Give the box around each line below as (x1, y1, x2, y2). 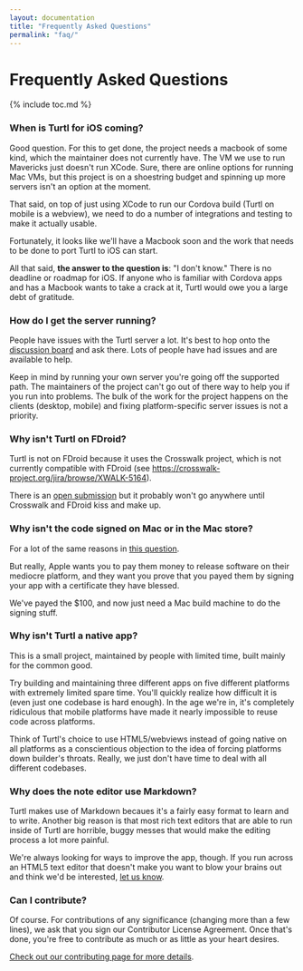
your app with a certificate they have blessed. (9, 579, 180, 590)
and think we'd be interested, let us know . (9, 871, 165, 882)
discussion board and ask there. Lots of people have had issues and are (9, 344, 278, 354)
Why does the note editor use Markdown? (9, 785, 197, 798)
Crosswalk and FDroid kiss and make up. (9, 500, 162, 510)
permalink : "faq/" (9, 30, 79, 39)
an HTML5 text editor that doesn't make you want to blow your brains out (9, 862, 282, 873)
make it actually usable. (9, 218, 98, 228)
